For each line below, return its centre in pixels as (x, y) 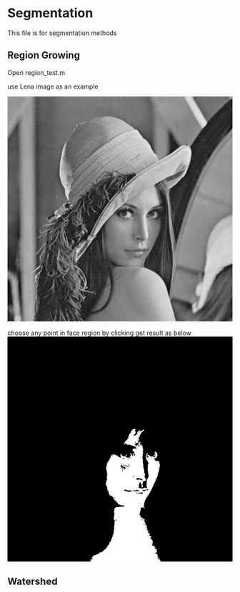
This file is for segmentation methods (62, 33)
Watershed (32, 582)
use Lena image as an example (53, 86)
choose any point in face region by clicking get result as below (99, 333)
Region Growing (44, 55)
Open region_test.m (36, 72)
